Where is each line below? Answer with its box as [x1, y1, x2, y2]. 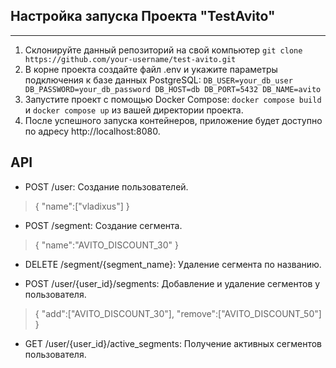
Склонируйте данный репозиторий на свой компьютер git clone [24, 44, 303, 56]
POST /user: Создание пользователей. [24, 180, 189, 193]
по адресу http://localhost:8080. [24, 125, 161, 137]
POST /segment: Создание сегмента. [24, 219, 183, 231]
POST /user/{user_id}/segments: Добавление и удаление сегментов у [24, 277, 321, 289]
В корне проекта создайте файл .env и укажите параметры [24, 63, 278, 75]
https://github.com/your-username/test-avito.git [24, 54, 237, 64]
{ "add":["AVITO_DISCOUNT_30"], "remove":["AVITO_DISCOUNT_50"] [34, 307, 322, 319]
